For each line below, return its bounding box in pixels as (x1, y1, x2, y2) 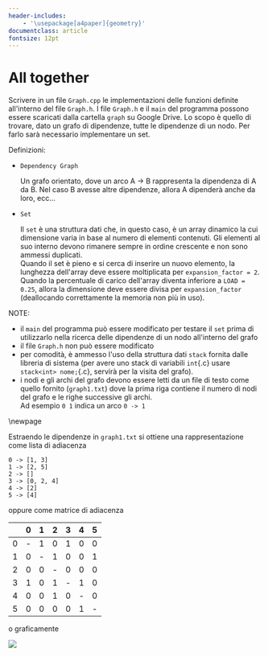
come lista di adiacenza (8, 441, 87, 450)
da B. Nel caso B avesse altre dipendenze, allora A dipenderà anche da (19, 185, 256, 195)
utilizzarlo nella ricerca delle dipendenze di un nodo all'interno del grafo (19, 333, 258, 342)
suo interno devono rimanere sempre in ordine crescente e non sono (19, 242, 248, 252)
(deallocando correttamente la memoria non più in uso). (19, 293, 205, 302)
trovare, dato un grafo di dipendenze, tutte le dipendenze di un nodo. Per (8, 121, 250, 131)
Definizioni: (8, 146, 46, 155)
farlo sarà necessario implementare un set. (8, 129, 150, 139)
